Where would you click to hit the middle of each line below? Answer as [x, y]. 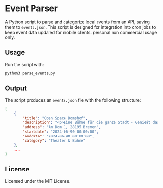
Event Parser [32, 9]
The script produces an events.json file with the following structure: [73, 100]
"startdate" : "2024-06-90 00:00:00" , [60, 132]
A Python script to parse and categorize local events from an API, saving [78, 22]
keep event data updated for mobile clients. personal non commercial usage [81, 32]
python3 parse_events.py [30, 73]
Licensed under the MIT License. [38, 181]
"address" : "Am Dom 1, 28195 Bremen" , [62, 127]
